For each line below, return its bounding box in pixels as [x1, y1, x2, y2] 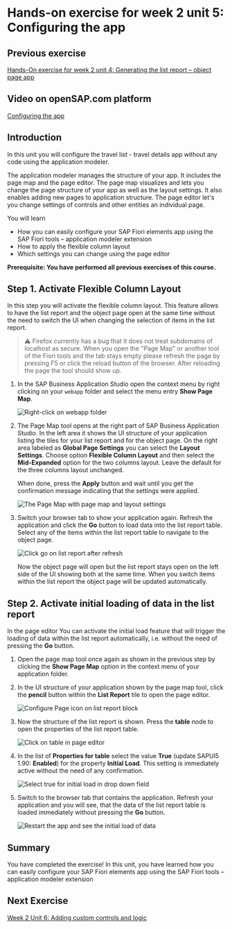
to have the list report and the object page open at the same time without [7, 309, 215, 317]
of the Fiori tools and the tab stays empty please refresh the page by [24, 352, 220, 360]
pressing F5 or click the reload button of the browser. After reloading [24, 359, 220, 367]
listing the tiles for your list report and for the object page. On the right [17, 436, 218, 445]
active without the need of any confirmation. [17, 767, 144, 775]
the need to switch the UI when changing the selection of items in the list [7, 316, 215, 324]
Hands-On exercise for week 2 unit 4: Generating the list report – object [7, 66, 212, 74]
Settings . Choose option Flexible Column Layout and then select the [17, 451, 215, 460]
